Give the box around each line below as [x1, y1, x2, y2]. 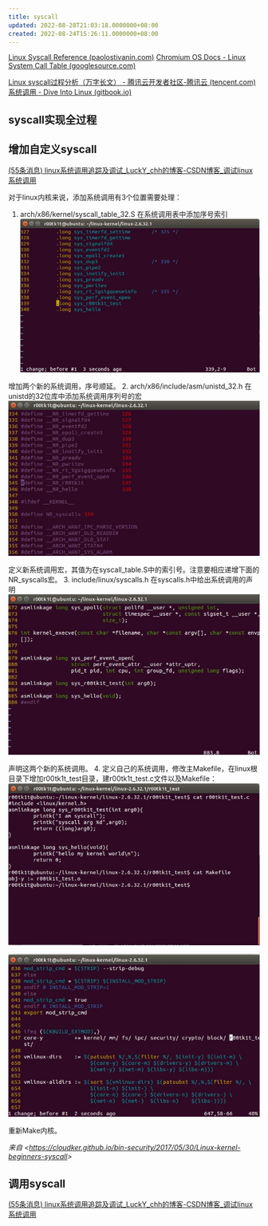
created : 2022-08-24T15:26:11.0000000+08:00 [8, 30, 159, 37]
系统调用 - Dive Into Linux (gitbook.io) [8, 88, 132, 97]
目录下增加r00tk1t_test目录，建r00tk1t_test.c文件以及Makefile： [8, 774, 217, 783]
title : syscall [8, 13, 59, 21]
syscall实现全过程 [8, 112, 97, 127]
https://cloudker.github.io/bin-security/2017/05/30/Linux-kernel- [29, 1143, 241, 1153]
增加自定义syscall [8, 143, 97, 156]
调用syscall [8, 1177, 66, 1190]
